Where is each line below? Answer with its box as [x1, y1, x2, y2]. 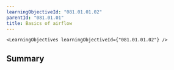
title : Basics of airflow [6, 20, 72, 26]
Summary [6, 53, 45, 64]
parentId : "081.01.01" [6, 15, 64, 21]
